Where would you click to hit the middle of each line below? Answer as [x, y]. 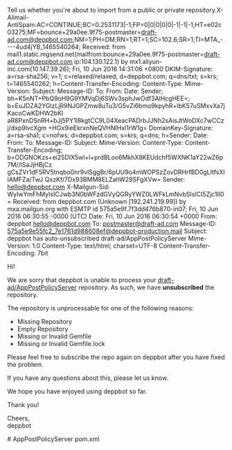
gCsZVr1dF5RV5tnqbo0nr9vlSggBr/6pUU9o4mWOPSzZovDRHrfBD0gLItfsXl [116, 172]
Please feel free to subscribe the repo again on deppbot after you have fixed [116, 357]
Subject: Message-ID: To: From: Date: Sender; [98, 91]
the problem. [25, 364]
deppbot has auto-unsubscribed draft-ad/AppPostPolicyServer [97, 238]
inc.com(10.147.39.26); [39, 69]
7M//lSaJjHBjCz [30, 165]
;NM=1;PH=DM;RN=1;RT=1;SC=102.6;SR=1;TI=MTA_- [148, 40]
